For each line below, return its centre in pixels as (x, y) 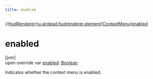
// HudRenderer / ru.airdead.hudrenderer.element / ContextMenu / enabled (76, 24)
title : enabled (21, 10)
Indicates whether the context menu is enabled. (53, 72)
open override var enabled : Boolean (41, 63)
